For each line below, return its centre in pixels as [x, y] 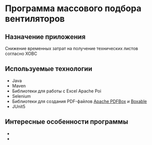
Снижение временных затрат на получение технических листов [72, 48]
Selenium [21, 96]
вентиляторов [35, 19]
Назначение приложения [45, 37]
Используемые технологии [49, 69]
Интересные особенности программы [67, 122]
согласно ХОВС [21, 54]
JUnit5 [19, 106]
